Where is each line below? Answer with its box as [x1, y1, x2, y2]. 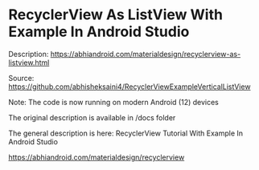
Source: [8, 73, 35, 83]
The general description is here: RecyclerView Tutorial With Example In [8, 128, 244, 138]
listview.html [8, 58, 50, 67]
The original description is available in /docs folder [8, 112, 176, 122]
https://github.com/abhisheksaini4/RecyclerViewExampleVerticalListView [8, 82, 251, 91]
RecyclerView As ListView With [8, 6, 224, 24]
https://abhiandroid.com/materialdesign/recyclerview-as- [50, 49, 241, 59]
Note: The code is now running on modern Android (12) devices [8, 97, 219, 107]
